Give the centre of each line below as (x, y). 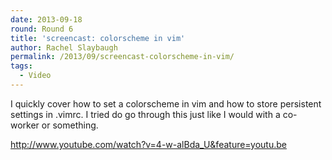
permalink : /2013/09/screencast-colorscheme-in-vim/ (122, 57)
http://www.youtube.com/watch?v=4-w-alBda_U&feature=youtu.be (148, 144)
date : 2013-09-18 (46, 19)
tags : (21, 66)
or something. (70, 125)
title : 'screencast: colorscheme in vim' (98, 38)
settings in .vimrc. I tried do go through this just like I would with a (145, 114)
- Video (35, 76)
